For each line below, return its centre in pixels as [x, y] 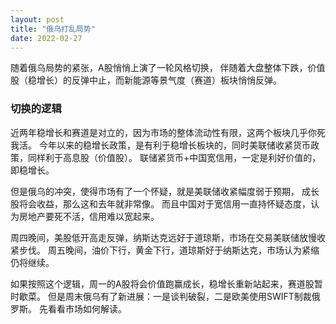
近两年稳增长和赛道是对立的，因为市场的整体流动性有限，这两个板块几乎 [159, 132]
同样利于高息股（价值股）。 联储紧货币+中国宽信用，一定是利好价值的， [174, 157]
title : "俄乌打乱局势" [53, 29]
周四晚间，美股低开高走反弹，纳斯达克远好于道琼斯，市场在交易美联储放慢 [163, 237]
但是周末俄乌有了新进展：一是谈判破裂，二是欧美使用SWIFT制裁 [179, 296]
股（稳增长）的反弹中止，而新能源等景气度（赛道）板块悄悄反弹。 [146, 80]
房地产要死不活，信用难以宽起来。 [89, 216]
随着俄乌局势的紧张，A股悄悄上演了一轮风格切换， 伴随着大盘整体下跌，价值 [168, 68]
